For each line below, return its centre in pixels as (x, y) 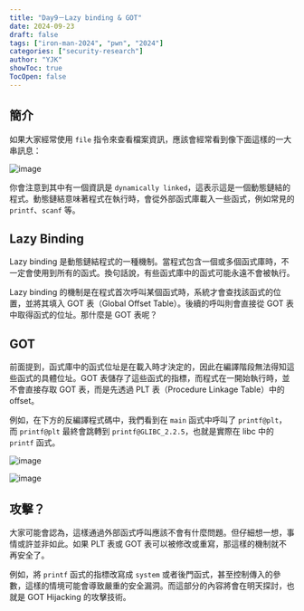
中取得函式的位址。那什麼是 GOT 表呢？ (84, 315)
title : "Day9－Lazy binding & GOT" (76, 18)
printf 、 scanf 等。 (45, 210)
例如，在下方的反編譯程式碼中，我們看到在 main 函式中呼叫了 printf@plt (144, 420)
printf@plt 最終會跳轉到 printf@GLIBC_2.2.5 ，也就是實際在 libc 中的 (147, 432)
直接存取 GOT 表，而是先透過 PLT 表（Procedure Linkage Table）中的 (155, 389)
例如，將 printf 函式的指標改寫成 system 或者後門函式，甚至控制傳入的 (141, 574)
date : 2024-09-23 (42, 26)
